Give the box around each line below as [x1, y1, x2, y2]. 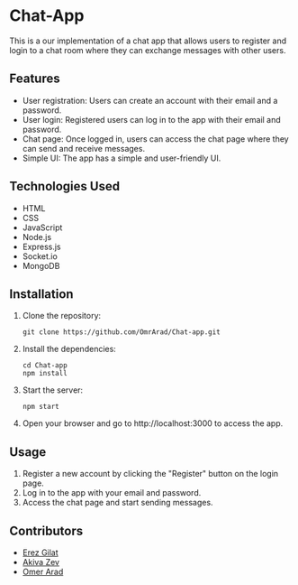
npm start [22, 403, 60, 412]
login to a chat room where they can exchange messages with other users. [9, 44, 286, 55]
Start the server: [22, 385, 84, 395]
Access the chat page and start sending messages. [22, 497, 213, 508]
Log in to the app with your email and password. [22, 487, 202, 498]
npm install [22, 369, 68, 378]
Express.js [22, 241, 61, 252]
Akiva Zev [22, 557, 60, 567]
